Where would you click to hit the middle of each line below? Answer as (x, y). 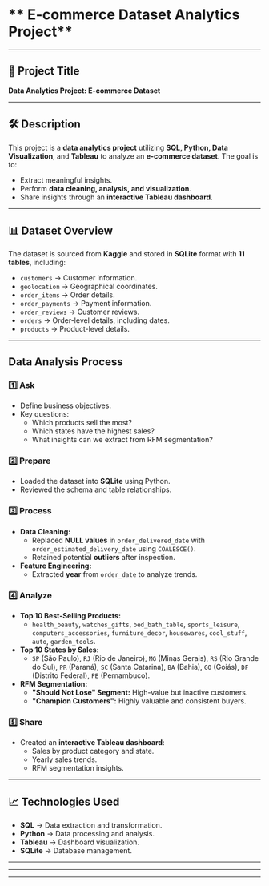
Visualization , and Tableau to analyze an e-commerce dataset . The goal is (133, 156)
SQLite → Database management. (76, 851)
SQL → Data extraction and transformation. (91, 825)
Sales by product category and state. (93, 751)
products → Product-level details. (75, 329)
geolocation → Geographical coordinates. (89, 287)
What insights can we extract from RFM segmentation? (122, 440)
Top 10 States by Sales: (59, 650)
